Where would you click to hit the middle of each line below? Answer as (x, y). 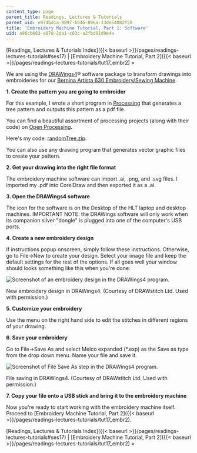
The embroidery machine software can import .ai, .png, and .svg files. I (92, 179)
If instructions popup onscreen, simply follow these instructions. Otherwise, (98, 249)
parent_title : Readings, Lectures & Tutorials (64, 17)
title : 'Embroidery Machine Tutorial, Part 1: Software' (77, 28)
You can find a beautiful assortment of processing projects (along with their (98, 121)
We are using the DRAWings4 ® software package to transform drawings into (99, 74)
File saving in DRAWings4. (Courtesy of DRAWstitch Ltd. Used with (87, 378)
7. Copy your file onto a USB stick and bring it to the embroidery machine (96, 396)
